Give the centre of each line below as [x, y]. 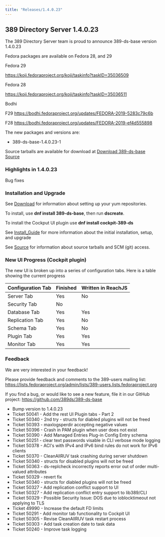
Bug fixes [15, 180]
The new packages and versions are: [43, 132]
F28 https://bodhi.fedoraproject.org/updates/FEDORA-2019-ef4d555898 [79, 123]
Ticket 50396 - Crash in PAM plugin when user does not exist [75, 430]
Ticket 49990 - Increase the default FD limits [58, 508]
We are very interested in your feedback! [47, 370]
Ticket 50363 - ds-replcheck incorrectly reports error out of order [79, 466]
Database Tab [24, 312]
